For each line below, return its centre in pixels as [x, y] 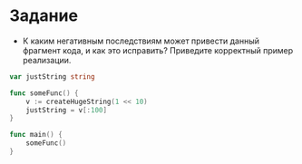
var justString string [52, 77]
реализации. [47, 60]
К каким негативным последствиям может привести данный [141, 41]
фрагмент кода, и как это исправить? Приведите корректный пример [158, 50]
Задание [44, 16]
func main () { [36, 135]
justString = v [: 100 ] [66, 110]
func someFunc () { [44, 93]
